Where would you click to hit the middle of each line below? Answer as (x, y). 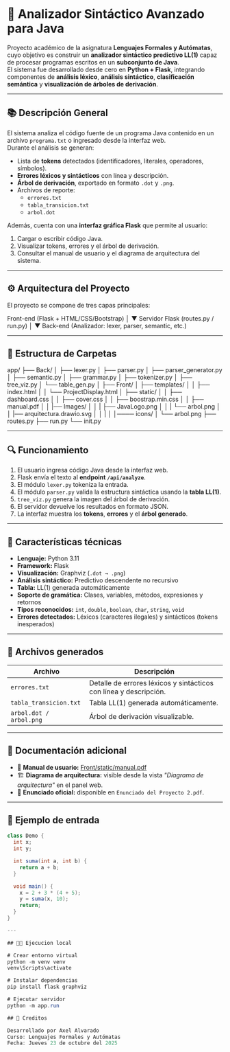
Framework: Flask (43, 565)
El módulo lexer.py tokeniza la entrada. (73, 485)
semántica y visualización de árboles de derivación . (83, 84)
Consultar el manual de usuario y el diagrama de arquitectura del (108, 253)
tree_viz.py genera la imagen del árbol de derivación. (93, 499)
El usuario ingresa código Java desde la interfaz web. (92, 470)
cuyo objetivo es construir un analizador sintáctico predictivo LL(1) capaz (112, 55)
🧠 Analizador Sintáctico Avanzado (106, 14)
